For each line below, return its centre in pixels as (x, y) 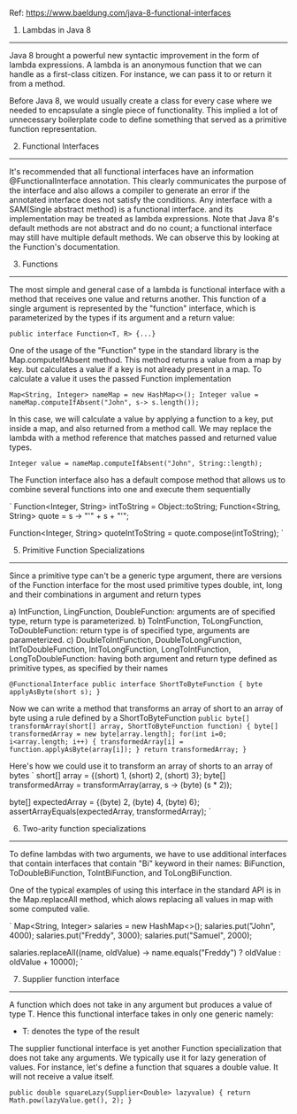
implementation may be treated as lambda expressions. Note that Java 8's (145, 219)
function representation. (53, 129)
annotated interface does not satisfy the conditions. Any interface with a (141, 200)
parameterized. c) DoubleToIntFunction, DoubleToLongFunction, (126, 640)
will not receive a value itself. (62, 1076)
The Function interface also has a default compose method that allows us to (147, 480)
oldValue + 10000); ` (46, 962)
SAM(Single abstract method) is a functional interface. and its (122, 209)
